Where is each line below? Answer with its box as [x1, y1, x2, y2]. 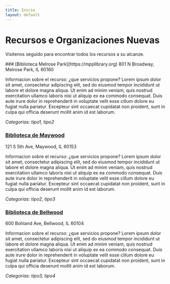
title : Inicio [5, 7, 36, 13]
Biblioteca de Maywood [5, 132, 65, 139]
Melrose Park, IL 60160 [5, 67, 54, 73]
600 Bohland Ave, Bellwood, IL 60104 [5, 221, 84, 227]
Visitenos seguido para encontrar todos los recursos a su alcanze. [5, 51, 144, 57]
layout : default [5, 12, 40, 17]
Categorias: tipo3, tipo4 [5, 273, 56, 279]
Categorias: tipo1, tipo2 [5, 119, 55, 125]
